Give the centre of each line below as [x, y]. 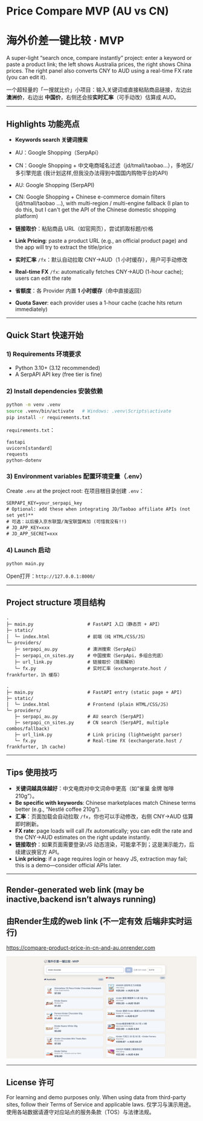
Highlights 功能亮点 [43, 124]
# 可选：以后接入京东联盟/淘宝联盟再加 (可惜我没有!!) [66, 521]
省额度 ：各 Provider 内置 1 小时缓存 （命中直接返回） [80, 290]
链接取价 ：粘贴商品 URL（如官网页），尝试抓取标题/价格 [84, 228]
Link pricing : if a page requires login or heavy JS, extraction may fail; [101, 859]
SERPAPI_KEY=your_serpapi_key [44, 503]
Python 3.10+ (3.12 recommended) [58, 368]
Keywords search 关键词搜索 [51, 139]
